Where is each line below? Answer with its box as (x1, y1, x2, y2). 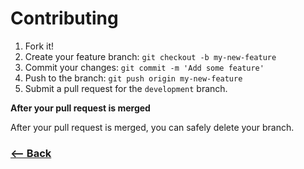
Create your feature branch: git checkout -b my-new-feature (24, 50, 277, 62)
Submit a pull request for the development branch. (24, 82, 228, 94)
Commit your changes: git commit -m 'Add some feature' (24, 61, 265, 73)
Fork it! (24, 40, 55, 52)
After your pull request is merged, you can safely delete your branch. (10, 121, 295, 133)
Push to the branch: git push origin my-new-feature (24, 72, 243, 84)
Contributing (10, 7, 119, 30)
